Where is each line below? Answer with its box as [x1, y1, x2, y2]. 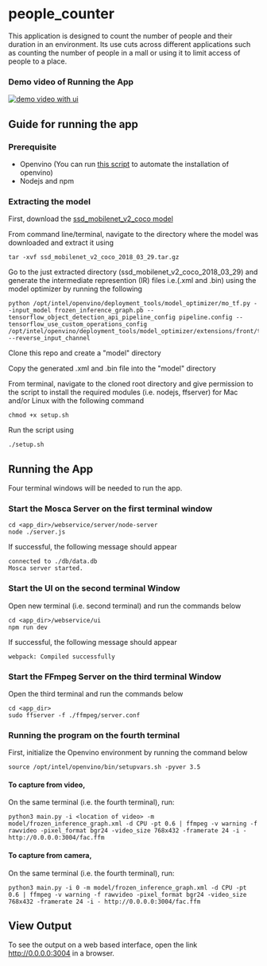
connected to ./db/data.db [8, 557, 98, 565]
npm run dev [8, 623, 48, 631]
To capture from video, [8, 780, 86, 789]
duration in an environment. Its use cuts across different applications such [8, 39, 251, 48]
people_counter [8, 5, 115, 23]
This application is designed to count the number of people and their [8, 31, 233, 41]
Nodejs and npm [19, 176, 74, 185]
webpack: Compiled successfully [8, 653, 115, 661]
